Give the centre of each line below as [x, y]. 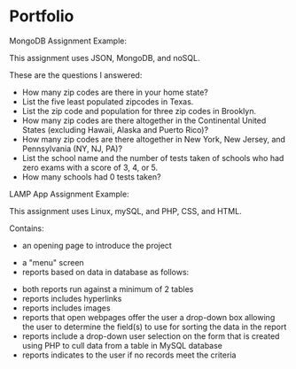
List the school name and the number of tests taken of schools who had [153, 158]
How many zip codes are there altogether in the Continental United [144, 120]
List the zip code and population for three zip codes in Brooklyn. [139, 111]
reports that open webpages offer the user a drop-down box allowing [148, 317]
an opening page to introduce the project [97, 245]
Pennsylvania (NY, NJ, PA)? [72, 149]
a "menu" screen [53, 262]
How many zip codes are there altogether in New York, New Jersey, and [154, 139]
